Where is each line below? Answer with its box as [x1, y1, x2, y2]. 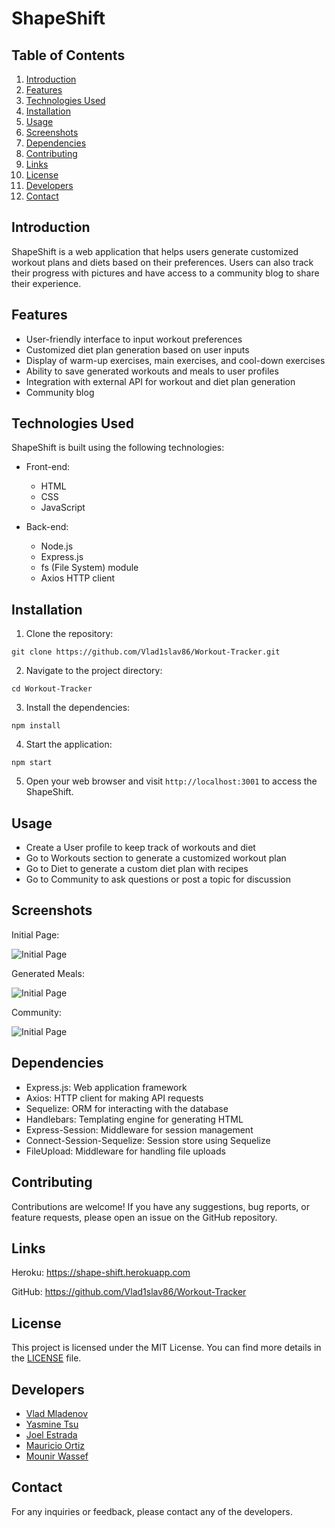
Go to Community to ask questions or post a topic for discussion [25, 873, 291, 886]
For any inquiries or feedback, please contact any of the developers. [11, 1505, 293, 1517]
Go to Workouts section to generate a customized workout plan [25, 852, 287, 864]
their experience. [11, 277, 82, 289]
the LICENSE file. [11, 1352, 82, 1364]
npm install [11, 721, 61, 731]
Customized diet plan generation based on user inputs [25, 343, 250, 356]
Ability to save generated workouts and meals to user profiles [25, 365, 279, 377]
